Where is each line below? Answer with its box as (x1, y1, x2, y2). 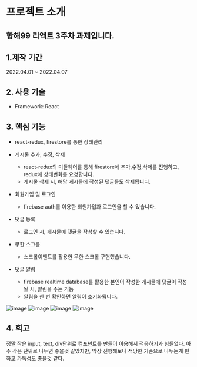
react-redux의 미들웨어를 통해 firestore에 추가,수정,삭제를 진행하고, (23, 163, 179, 171)
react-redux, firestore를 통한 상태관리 (14, 138, 103, 146)
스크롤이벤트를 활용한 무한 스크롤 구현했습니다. (23, 253, 131, 260)
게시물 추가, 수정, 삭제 (14, 151, 65, 158)
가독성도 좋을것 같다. (16, 355, 65, 362)
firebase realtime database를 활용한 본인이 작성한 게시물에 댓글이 (23, 278, 176, 286)
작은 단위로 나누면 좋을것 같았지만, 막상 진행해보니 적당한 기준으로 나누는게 (12, 347, 183, 354)
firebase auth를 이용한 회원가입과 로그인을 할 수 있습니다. (23, 203, 156, 210)
